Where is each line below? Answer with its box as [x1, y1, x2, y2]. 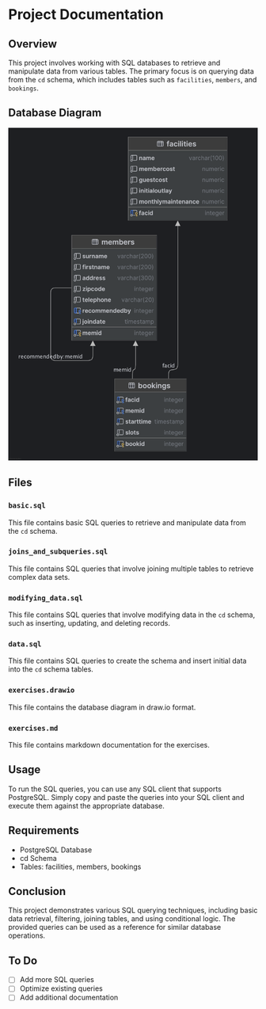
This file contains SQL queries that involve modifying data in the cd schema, [8, 610, 256, 619]
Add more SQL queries [19, 975, 95, 984]
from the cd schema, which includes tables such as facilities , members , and [8, 75, 257, 84]
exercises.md [8, 723, 59, 733]
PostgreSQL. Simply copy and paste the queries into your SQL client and [8, 792, 245, 801]
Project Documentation [8, 6, 164, 24]
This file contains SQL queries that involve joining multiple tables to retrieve [8, 564, 254, 573]
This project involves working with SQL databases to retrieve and [8, 58, 221, 67]
